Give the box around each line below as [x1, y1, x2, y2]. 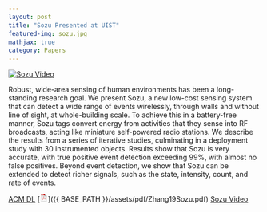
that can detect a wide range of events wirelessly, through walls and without [8, 102, 260, 112]
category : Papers [8, 46, 66, 55]
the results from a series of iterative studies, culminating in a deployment [8, 135, 249, 145]
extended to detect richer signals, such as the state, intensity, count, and [8, 170, 249, 179]
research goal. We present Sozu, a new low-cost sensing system [38, 93, 253, 103]
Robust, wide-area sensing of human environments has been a [8, 84, 215, 95]
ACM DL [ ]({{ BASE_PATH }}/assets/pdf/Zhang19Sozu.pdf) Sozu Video [8, 194, 249, 204]
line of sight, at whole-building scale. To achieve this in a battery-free [8, 110, 237, 120]
